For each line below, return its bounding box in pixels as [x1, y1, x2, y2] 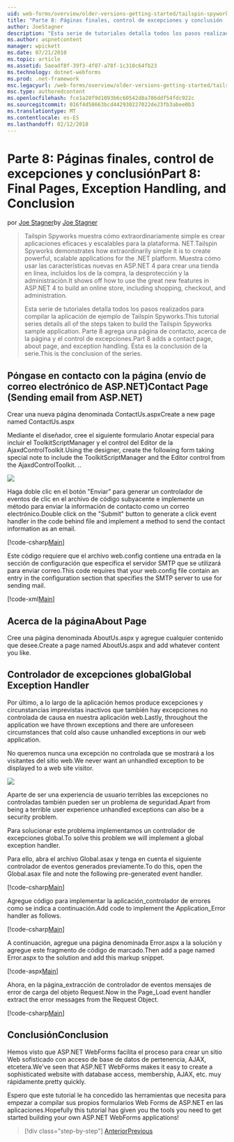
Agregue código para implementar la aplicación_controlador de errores [7, 896, 211, 905]
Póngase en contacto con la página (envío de [7, 370, 207, 382]
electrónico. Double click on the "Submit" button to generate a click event [7, 509, 217, 518]
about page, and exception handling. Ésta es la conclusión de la [24, 342, 208, 350]
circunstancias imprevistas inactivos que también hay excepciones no [7, 705, 208, 714]
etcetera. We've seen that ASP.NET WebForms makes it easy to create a [7, 1062, 213, 1071]
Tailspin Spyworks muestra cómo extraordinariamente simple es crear [24, 232, 225, 240]
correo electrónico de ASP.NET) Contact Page [7, 380, 209, 392]
